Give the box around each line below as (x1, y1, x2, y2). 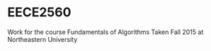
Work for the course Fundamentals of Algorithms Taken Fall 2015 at (7, 28, 204, 36)
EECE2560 (7, 4, 72, 21)
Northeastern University (7, 35, 78, 43)
